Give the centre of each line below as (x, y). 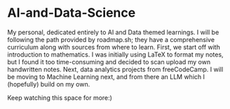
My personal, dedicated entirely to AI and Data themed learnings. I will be (113, 32)
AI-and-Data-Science (72, 13)
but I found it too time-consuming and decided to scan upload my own (109, 61)
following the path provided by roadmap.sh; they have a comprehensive (111, 39)
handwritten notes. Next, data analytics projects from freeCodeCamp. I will (115, 69)
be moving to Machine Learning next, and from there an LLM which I (106, 77)
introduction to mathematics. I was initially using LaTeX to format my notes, (115, 54)
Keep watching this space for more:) (60, 97)
